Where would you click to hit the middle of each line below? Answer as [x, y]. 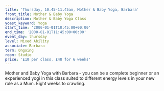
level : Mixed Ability [27, 41]
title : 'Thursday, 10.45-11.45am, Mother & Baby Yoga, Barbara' [72, 9]
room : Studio [18, 55]
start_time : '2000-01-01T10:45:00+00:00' [48, 28]
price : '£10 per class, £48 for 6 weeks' [48, 59]
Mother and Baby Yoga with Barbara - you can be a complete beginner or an [82, 73]
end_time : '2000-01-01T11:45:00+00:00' [46, 32]
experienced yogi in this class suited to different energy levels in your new [80, 78]
